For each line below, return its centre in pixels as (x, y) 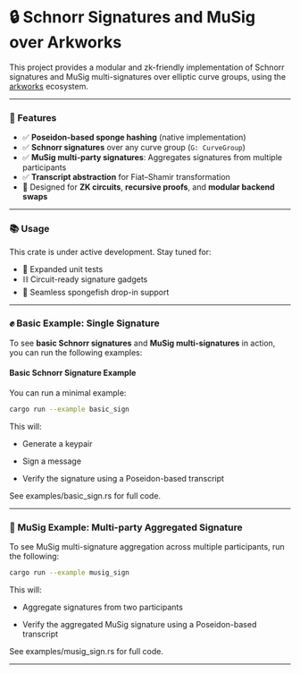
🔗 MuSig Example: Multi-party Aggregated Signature (126, 527)
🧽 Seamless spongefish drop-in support (96, 292)
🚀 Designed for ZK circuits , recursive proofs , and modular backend (148, 187)
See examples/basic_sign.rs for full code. (85, 495)
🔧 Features (33, 117)
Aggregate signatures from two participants (102, 607)
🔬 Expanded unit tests (62, 269)
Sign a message (52, 461)
